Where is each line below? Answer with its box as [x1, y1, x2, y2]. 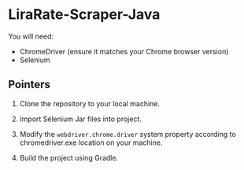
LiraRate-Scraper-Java [8, 6, 161, 24]
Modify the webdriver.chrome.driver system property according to [19, 129, 236, 139]
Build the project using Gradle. [19, 153, 119, 162]
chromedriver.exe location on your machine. [19, 138, 163, 147]
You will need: [8, 31, 54, 41]
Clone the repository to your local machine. [19, 98, 160, 108]
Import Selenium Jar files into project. [19, 114, 142, 124]
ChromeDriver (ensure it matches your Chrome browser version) [19, 46, 229, 56]
